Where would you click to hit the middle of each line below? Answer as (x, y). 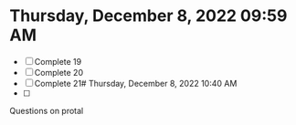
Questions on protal (47, 110)
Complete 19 (58, 61)
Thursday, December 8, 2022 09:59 (148, 16)
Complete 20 (59, 72)
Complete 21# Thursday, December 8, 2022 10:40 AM (136, 83)
